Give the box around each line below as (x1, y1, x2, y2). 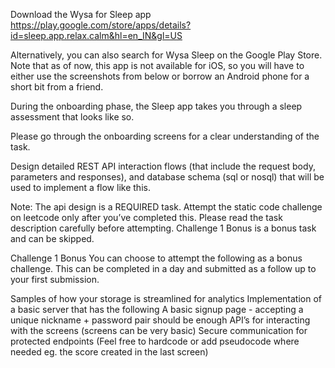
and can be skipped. (10, 233, 95, 244)
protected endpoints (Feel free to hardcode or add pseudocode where (10, 335, 300, 347)
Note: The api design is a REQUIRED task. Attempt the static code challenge (10, 201, 323, 213)
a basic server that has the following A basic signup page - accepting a (10, 304, 304, 315)
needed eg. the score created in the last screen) (10, 346, 209, 358)
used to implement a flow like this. (10, 182, 151, 193)
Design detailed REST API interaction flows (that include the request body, (10, 160, 316, 172)
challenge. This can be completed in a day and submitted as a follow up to (10, 263, 317, 274)
